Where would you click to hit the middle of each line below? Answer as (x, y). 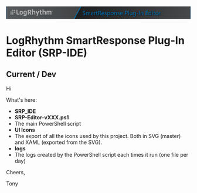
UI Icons (25, 130)
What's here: (21, 99)
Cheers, (16, 172)
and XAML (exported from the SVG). (58, 142)
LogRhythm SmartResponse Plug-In (95, 41)
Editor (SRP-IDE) (47, 53)
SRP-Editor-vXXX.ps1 (42, 117)
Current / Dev (31, 75)
